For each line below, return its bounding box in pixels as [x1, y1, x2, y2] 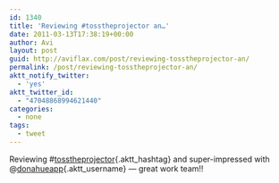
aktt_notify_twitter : [9, 71, 90, 80]
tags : [9, 121, 30, 130]
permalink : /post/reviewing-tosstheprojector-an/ [9, 63, 199, 72]
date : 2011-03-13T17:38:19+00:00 [9, 29, 134, 38]
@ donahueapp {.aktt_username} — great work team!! [9, 162, 204, 174]
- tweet [17, 129, 46, 138]
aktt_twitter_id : [9, 87, 74, 96]
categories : [9, 104, 54, 113]
